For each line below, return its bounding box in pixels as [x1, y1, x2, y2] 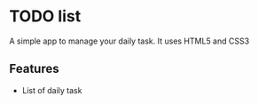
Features [9, 61, 59, 76]
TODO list [9, 6, 82, 27]
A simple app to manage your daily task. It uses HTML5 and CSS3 [9, 36, 250, 46]
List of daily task [21, 84, 82, 95]
